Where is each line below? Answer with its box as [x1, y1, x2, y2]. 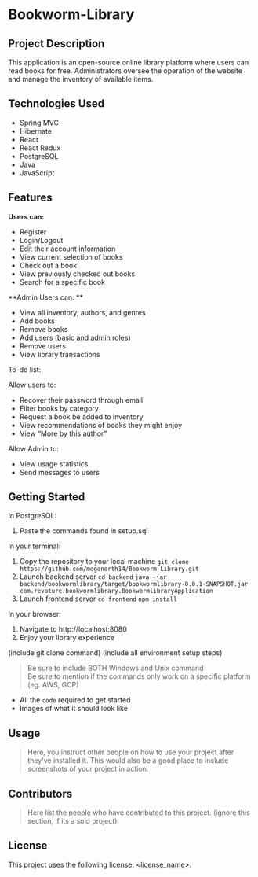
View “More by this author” [19, 429, 107, 438]
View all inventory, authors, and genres [19, 308, 147, 317]
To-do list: [8, 364, 42, 374]
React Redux [19, 143, 61, 153]
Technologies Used [8, 97, 104, 111]
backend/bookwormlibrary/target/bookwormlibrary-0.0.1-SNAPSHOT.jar [19, 580, 249, 588]
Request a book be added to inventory [19, 411, 144, 422]
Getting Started [8, 490, 85, 504]
